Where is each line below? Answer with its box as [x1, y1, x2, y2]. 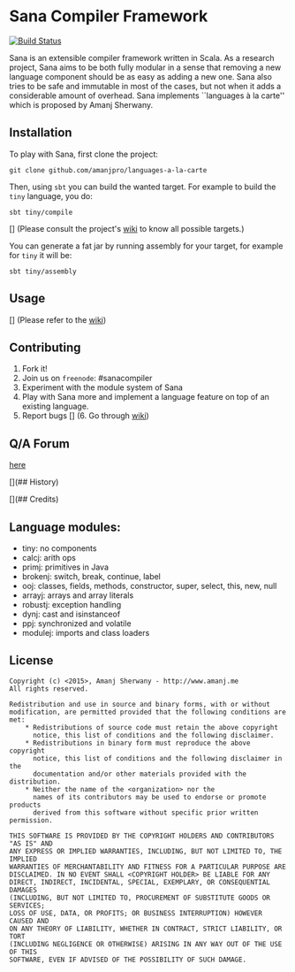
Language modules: [9, 519, 121, 534]
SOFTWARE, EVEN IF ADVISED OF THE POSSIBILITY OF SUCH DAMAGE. [9, 955, 247, 964]
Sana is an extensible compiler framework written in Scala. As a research [9, 52, 276, 63]
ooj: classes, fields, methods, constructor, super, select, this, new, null [21, 581, 277, 591]
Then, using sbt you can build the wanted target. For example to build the [9, 181, 276, 192]
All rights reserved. [9, 684, 89, 693]
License [9, 653, 54, 669]
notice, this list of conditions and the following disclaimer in [32, 754, 283, 762]
